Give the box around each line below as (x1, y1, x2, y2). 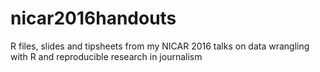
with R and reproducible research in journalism (10, 50, 203, 62)
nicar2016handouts (10, 7, 177, 30)
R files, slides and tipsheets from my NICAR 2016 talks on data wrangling (10, 40, 310, 52)
